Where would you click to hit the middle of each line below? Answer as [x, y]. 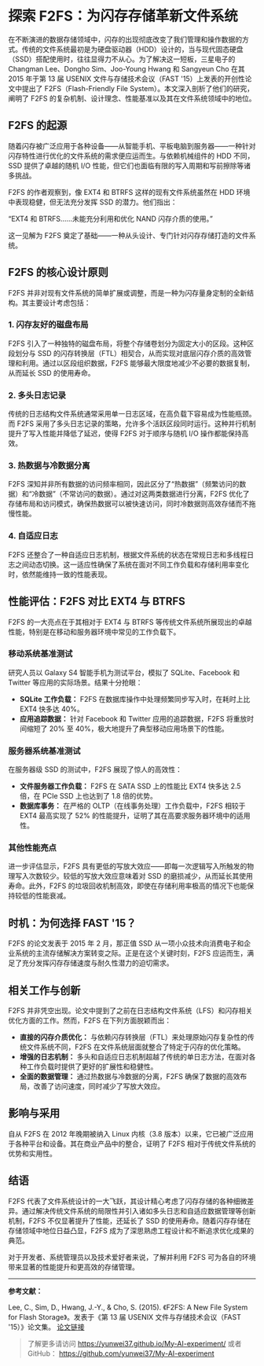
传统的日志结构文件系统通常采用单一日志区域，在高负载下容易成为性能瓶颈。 [132, 414]
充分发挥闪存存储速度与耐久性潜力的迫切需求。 [97, 963]
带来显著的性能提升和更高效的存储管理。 [73, 1267]
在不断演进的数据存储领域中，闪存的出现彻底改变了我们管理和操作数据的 [125, 39]
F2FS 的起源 [38, 125]
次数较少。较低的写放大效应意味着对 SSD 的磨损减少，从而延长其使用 [141, 876]
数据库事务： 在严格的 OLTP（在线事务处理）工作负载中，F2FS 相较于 [132, 806]
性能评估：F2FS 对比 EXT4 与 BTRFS [97, 602]
